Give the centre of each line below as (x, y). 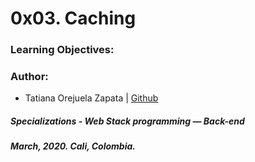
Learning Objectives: (62, 50)
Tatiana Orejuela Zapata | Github (91, 98)
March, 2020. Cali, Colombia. (73, 146)
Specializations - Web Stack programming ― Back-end (127, 121)
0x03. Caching (73, 18)
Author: (29, 77)
